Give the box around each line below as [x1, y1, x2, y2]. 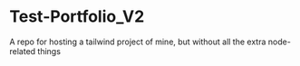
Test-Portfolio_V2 [9, 6, 145, 27]
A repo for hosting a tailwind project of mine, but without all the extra [9, 36, 266, 47]
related [9, 45, 36, 56]
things [37, 45, 62, 56]
